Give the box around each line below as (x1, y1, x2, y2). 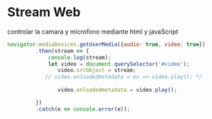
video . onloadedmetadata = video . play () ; (57, 87, 178, 94)
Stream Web (7, 4, 81, 20)
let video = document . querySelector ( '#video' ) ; (48, 60, 190, 67)
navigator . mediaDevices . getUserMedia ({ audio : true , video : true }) (7, 41, 206, 48)
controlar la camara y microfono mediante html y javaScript (7, 27, 179, 36)
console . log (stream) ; (48, 54, 112, 61)
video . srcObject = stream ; (57, 67, 137, 74)
